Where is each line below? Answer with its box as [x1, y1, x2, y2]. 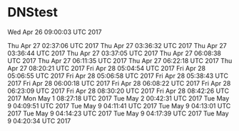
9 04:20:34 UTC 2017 [7, 116, 71, 125]
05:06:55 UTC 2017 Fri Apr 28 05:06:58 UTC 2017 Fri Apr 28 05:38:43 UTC [7, 72, 228, 80]
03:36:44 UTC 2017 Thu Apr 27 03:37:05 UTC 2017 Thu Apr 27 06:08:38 [7, 49, 221, 57]
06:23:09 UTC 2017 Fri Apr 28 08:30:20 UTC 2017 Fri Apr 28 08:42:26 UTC [7, 86, 230, 95]
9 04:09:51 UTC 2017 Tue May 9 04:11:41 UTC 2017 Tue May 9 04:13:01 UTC [7, 101, 231, 110]
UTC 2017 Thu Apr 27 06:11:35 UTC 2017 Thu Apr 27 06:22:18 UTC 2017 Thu [7, 56, 233, 64]
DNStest [7, 4, 59, 21]
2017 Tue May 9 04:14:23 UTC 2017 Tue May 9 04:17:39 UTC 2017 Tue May [7, 109, 230, 118]
